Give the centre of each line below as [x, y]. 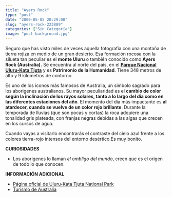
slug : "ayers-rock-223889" [34, 24]
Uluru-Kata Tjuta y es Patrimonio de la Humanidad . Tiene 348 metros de [83, 70]
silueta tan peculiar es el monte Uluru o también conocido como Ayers [80, 59]
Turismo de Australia [35, 189]
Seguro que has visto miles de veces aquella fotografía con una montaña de [86, 48]
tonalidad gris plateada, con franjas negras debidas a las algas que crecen [84, 118]
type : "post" [19, 15]
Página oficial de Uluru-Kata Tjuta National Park [63, 184]
